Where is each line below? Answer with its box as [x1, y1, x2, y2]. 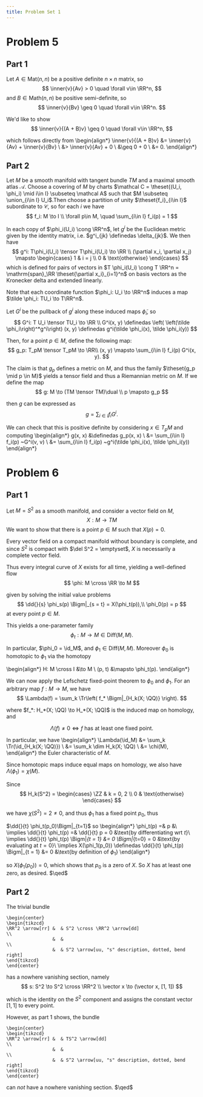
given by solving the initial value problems [6, 591, 111, 598]
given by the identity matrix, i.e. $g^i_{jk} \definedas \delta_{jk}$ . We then [6, 232, 191, 240]
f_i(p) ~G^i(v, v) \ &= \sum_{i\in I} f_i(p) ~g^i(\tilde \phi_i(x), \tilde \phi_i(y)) [6, 438, 190, 445]
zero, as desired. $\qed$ [6, 869, 68, 877]
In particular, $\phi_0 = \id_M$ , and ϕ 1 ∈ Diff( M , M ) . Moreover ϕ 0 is [6, 644, 175, 653]
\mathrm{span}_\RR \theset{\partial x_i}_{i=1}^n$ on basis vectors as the [6, 271, 187, 278]
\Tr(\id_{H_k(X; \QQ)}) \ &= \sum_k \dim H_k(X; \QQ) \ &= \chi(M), [6, 743, 168, 750]
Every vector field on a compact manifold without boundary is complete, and [6, 538, 198, 545]
